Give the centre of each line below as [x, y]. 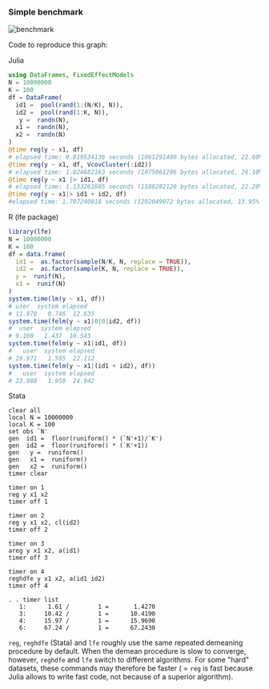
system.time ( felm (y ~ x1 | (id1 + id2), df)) [82, 366]
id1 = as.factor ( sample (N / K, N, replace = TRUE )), [104, 262]
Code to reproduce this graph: [58, 45]
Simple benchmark [46, 12]
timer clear [28, 474]
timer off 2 [28, 530]
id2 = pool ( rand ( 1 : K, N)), [62, 112]
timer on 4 [26, 572]
